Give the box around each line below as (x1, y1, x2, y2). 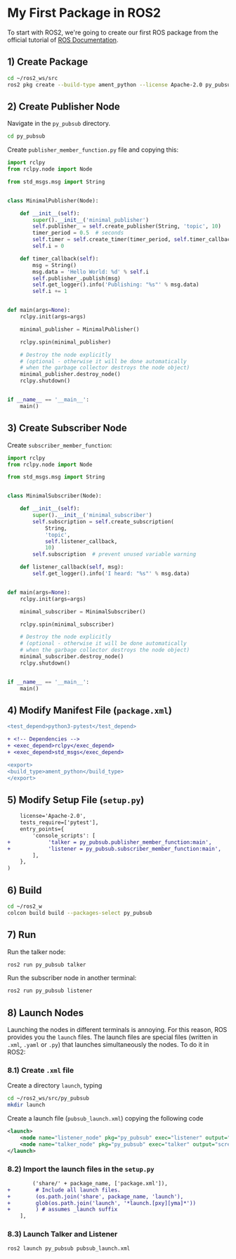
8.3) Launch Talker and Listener (7, 1229, 118, 1239)
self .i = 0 (32, 242, 65, 250)
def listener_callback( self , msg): (20, 563, 124, 570)
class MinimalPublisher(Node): (7, 197, 99, 204)
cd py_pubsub (7, 133, 46, 140)
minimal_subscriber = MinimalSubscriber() (20, 608, 146, 615)
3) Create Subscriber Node (7, 422, 128, 434)
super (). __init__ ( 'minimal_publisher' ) (32, 216, 150, 223)
